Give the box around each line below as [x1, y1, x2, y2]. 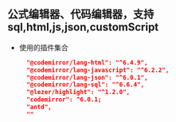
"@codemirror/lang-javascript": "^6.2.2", [26, 66, 170, 74]
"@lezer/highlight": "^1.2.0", [26, 89, 131, 96]
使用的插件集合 [18, 42, 68, 52]
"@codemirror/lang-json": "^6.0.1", [26, 73, 148, 81]
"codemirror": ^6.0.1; [26, 96, 102, 104]
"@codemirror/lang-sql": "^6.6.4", [26, 81, 145, 89]
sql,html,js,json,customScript [7, 21, 159, 34]
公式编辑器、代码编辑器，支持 [7, 7, 154, 22]
